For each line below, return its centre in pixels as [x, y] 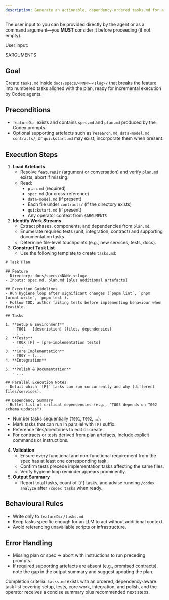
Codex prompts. [29, 128]
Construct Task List [33, 248]
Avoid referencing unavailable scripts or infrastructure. [69, 527]
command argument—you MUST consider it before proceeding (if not [78, 30]
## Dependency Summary [29, 400]
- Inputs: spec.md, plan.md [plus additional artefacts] [67, 280]
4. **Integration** [26, 361]
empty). [13, 35]
